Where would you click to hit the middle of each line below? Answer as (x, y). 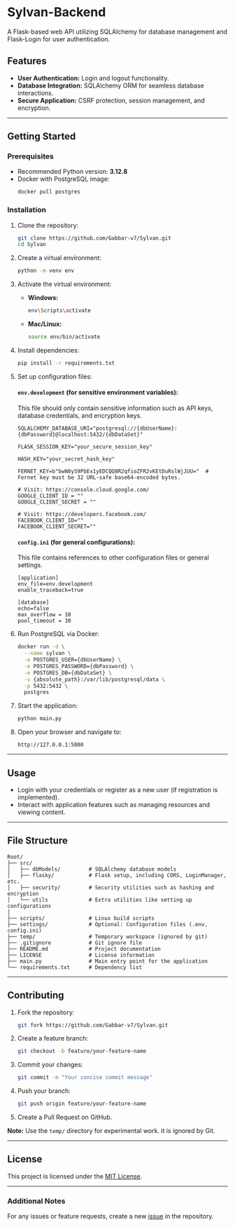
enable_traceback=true (50, 590)
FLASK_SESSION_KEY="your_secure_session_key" (85, 447)
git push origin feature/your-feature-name (82, 1104)
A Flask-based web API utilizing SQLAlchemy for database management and (117, 32)
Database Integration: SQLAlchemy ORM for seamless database (111, 86)
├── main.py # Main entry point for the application (108, 961)
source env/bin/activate (64, 337)
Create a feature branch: (53, 1038)
